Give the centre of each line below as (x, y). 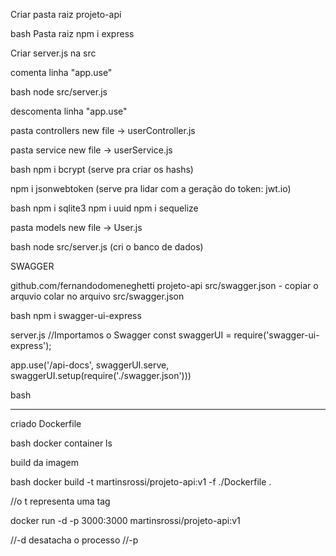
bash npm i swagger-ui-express (76, 315)
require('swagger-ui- (276, 335)
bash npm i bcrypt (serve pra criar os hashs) (102, 169)
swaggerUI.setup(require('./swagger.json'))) (101, 375)
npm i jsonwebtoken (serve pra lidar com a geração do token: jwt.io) (151, 188)
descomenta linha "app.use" (69, 111)
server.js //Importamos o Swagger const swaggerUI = (121, 335)
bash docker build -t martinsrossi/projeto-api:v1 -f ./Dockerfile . (141, 482)
